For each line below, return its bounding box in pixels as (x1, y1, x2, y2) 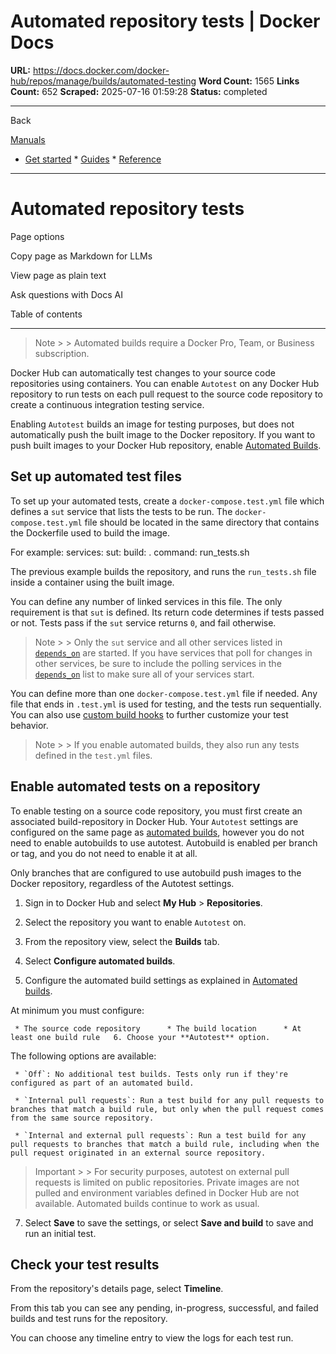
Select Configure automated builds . (24, 955, 176, 967)
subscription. (34, 347, 90, 359)
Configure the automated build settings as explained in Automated (24, 974, 298, 986)
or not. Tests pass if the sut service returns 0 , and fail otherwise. (10, 616, 277, 629)
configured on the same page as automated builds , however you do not (10, 826, 305, 838)
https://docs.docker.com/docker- (32, 64, 170, 76)
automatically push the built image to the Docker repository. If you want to (10, 428, 316, 440)
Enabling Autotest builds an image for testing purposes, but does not (10, 418, 295, 430)
